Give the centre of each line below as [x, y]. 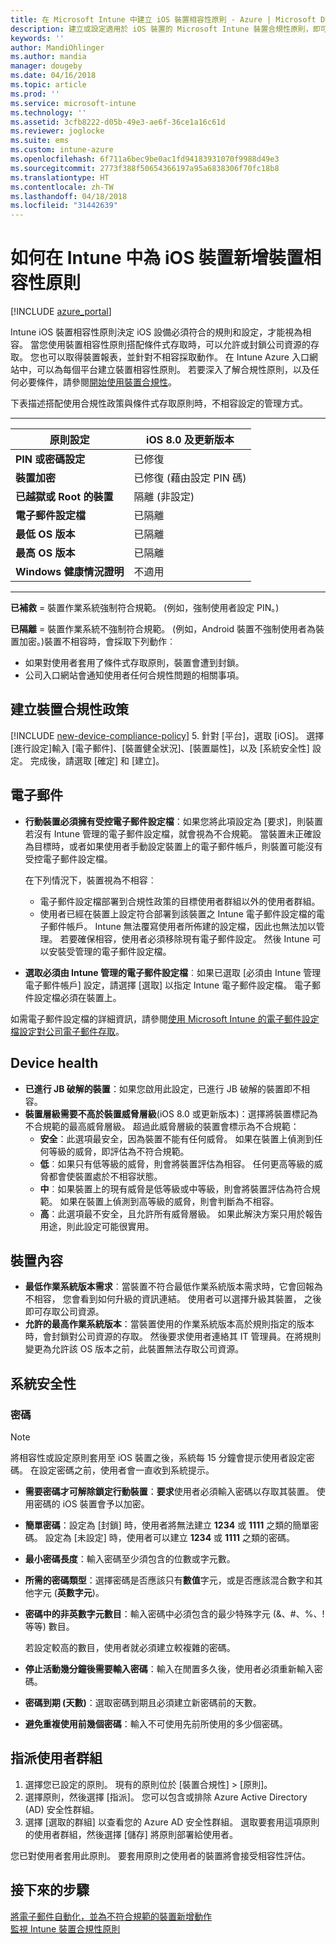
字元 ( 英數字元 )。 [69, 1592]
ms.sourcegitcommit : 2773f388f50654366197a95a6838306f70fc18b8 [145, 168]
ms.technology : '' [48, 112]
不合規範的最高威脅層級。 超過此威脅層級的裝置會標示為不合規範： [162, 1126]
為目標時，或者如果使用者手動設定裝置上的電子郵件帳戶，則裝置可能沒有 [173, 846]
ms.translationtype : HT [60, 177]
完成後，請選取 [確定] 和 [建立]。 [97, 760]
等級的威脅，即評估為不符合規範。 [119, 1151]
